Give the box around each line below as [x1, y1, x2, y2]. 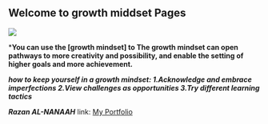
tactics [8, 91, 33, 101]
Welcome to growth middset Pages [8, 6, 186, 20]
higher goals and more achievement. [8, 59, 134, 68]
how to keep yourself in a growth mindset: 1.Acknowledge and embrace [8, 75, 252, 84]
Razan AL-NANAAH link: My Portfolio [8, 107, 134, 116]
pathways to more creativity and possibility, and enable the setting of [8, 51, 244, 60]
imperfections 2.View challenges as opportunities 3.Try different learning [8, 83, 260, 92]
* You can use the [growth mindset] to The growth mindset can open [8, 42, 238, 52]
